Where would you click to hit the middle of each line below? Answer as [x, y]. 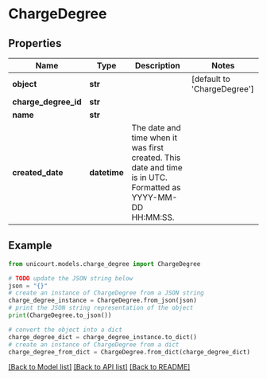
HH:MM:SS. [153, 217]
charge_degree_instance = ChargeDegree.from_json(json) [103, 301]
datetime [107, 172]
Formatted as [156, 188]
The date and [156, 128]
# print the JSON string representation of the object [101, 308]
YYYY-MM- [155, 197]
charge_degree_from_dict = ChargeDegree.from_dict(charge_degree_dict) [129, 352]
